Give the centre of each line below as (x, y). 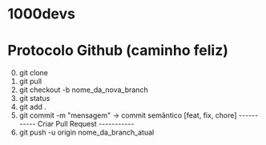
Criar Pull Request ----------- (86, 124)
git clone (34, 73)
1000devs (42, 14)
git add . (33, 107)
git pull (30, 82)
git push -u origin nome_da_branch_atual (87, 132)
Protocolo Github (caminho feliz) (118, 51)
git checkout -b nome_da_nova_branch (84, 90)
